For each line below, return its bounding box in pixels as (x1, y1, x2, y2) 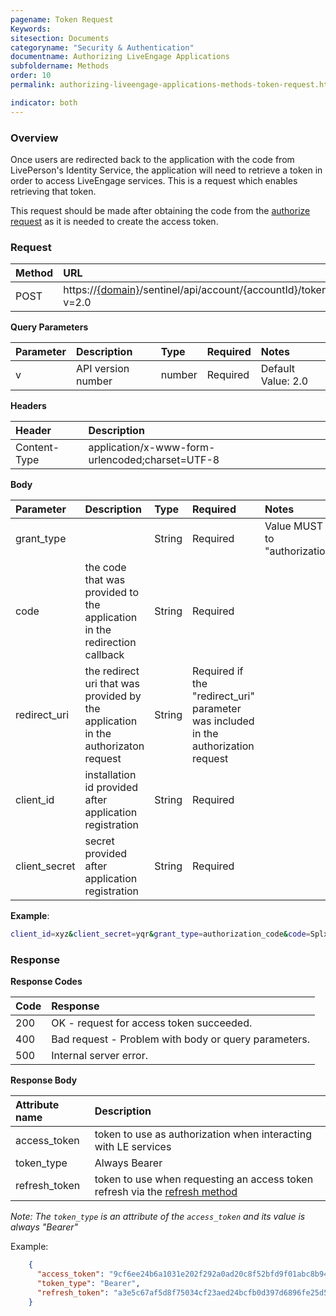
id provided (84, 781, 139, 795)
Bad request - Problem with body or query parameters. (51, 1032, 311, 1046)
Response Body (10, 1074, 78, 1086)
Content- (15, 441, 60, 455)
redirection (84, 636, 137, 650)
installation (84, 768, 137, 782)
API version (75, 362, 130, 376)
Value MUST (264, 519, 323, 533)
